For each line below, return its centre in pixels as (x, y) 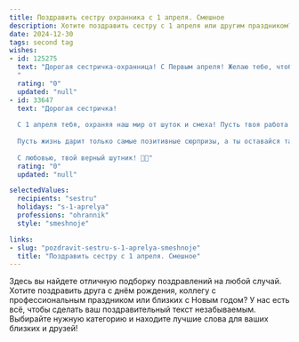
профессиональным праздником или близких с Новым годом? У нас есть (149, 300)
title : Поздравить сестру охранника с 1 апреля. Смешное (117, 17)
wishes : (24, 51)
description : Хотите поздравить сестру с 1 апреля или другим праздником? (151, 26)
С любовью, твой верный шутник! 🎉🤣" (85, 158)
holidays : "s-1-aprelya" (63, 207)
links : (21, 239)
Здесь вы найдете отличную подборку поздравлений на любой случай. (145, 282)
